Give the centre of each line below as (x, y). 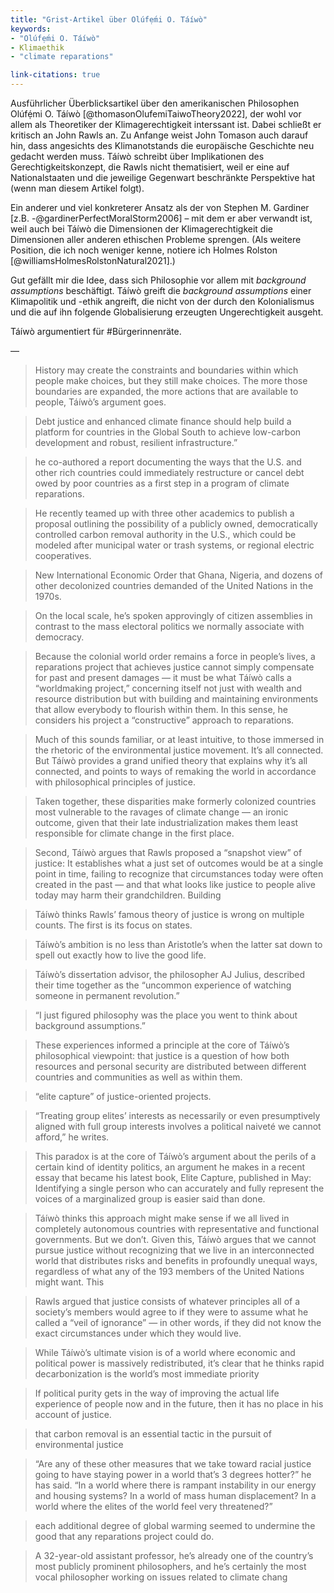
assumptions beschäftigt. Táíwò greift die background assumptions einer (161, 290)
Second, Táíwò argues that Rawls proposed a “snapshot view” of (168, 852)
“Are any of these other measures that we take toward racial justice (173, 1464)
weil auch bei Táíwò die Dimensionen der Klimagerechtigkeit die (141, 229)
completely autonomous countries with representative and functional (177, 1229)
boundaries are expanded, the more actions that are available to (166, 391)
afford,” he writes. (72, 1137)
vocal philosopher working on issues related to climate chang (161, 1577)
